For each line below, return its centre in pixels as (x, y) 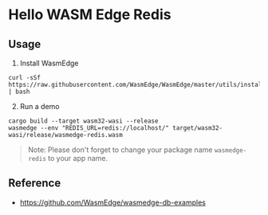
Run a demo (39, 106)
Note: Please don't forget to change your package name (120, 150)
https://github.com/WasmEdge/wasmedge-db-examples (112, 202)
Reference (35, 184)
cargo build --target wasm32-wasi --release (83, 121)
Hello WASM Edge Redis (90, 15)
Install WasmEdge (49, 63)
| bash (19, 92)
